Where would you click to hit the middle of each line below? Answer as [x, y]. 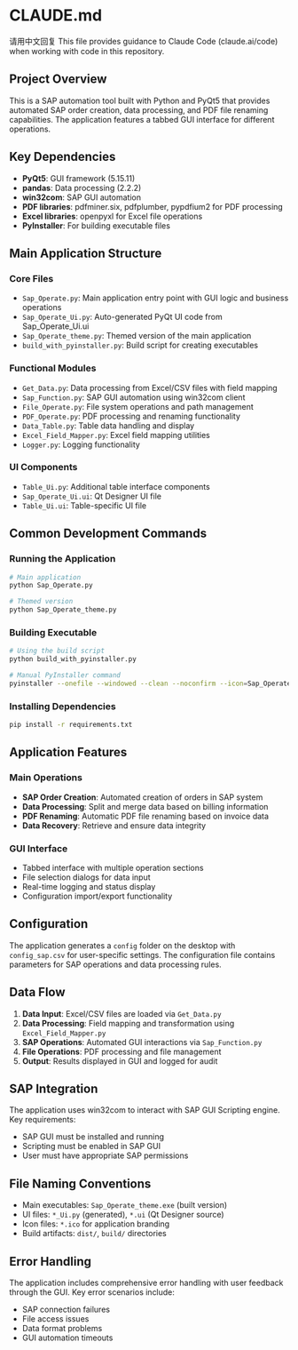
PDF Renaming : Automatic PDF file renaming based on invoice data [145, 816]
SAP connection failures [66, 1310]
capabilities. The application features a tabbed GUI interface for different [142, 119]
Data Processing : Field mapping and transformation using [128, 1023]
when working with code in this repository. [87, 51]
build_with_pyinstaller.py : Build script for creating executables [140, 345]
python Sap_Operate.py [51, 586]
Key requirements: [43, 1120]
